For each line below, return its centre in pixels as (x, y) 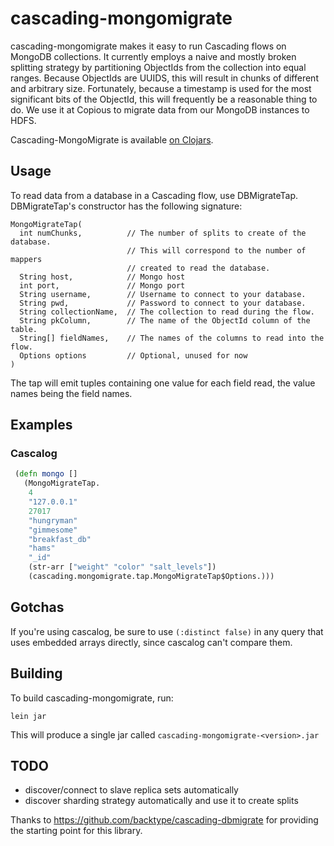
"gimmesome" (53, 530)
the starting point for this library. (76, 831)
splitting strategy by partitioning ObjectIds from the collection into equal (158, 67)
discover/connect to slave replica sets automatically (131, 790)
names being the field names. (71, 393)
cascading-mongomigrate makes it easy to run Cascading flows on (148, 46)
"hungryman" (53, 520)
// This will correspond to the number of (216, 250)
